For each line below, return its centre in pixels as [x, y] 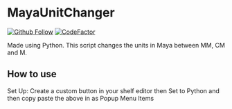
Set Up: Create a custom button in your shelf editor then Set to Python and [114, 90]
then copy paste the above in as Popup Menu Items [81, 98]
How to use [32, 74]
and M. [17, 52]
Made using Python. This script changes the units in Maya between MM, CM [116, 45]
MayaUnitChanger [61, 13]
